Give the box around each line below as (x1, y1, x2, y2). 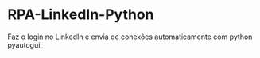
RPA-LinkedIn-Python (7, 6, 154, 24)
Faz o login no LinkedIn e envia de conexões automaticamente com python (7, 32, 253, 41)
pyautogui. (7, 40, 43, 49)
